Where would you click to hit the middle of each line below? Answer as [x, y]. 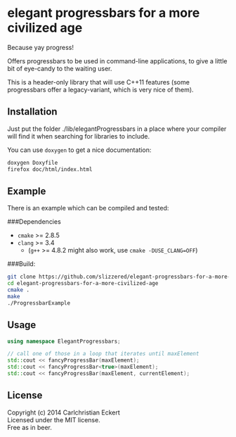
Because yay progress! [40, 47]
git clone [22, 277]
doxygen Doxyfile [33, 163]
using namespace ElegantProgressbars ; [64, 341]
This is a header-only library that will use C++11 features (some [98, 82]
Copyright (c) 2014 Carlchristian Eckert [64, 412]
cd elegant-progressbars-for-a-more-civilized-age [83, 284]
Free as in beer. [30, 427]
